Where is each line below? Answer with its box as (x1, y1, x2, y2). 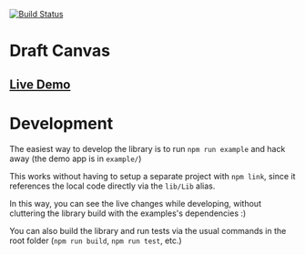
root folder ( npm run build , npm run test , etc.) (9, 235, 182, 246)
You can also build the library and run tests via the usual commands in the (9, 225, 287, 236)
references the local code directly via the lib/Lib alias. (9, 180, 216, 191)
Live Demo (9, 76, 71, 92)
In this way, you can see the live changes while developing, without (9, 198, 262, 209)
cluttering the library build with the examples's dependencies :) (9, 208, 247, 219)
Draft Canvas (9, 41, 111, 61)
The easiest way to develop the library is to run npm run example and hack (9, 143, 286, 154)
